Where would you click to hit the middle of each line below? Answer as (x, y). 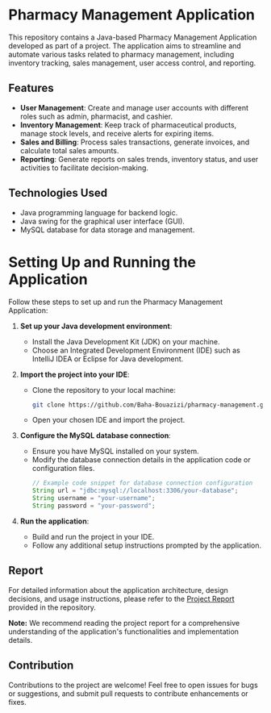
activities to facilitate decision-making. (84, 168)
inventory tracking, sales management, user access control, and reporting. (132, 63)
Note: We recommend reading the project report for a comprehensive (124, 623)
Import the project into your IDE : (75, 374)
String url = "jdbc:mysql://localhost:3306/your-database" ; (135, 491)
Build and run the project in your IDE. (93, 536)
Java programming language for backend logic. (99, 212)
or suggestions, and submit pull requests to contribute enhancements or (128, 693)
